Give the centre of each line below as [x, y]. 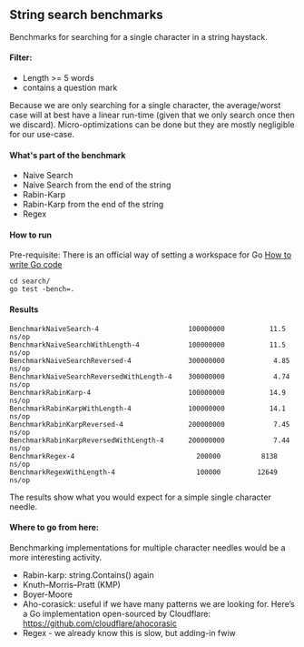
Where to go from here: [54, 528]
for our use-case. [42, 135]
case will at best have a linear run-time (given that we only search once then [152, 115]
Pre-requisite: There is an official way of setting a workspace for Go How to [151, 255]
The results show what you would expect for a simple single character [141, 497]
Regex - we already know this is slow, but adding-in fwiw [129, 632]
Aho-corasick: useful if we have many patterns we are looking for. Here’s [158, 603]
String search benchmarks [86, 15]
